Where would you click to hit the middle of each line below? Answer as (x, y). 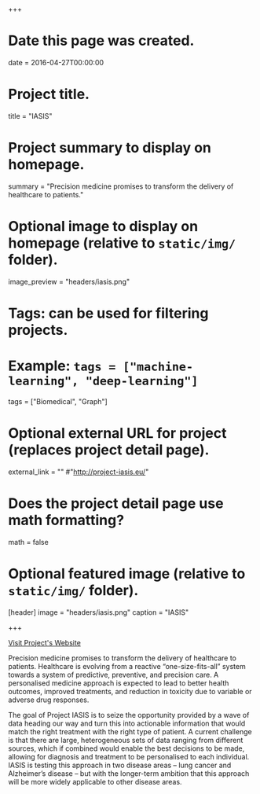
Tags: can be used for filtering (108, 313)
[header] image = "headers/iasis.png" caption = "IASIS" (99, 612)
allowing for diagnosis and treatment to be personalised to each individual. (129, 756)
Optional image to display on (103, 226)
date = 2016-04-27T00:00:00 (56, 62)
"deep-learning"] (142, 382)
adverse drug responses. (49, 700)
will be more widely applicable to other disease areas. (95, 781)
